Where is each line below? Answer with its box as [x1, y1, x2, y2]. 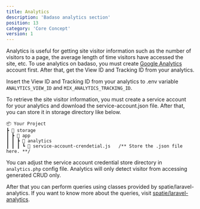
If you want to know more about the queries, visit [30, 189, 152, 197]
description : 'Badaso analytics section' [6, 14, 111, 20]
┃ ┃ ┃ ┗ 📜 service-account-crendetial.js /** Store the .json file [6, 143, 183, 149]
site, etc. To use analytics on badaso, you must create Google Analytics [6, 60, 182, 67]
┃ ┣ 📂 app [6, 133, 31, 139]
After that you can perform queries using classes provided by [6, 183, 157, 190]
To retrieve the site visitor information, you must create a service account [6, 96, 186, 103]
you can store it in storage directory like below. [6, 109, 121, 116]
